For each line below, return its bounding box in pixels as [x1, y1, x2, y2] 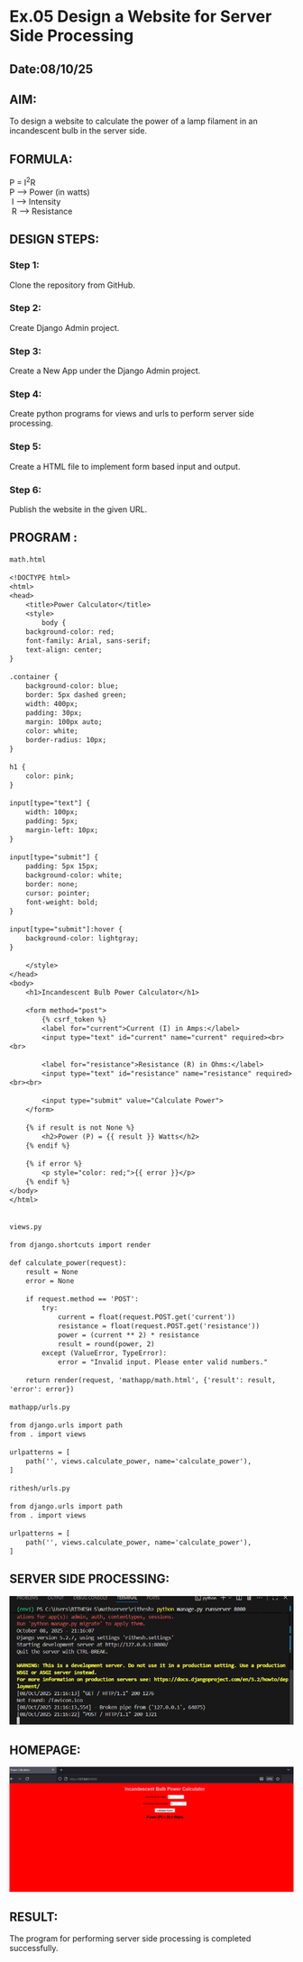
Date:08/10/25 [9, 61, 94, 77]
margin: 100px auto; [25, 717, 103, 727]
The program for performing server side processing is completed [9, 1933, 252, 1944]
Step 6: [9, 483, 42, 496]
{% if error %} [25, 1159, 83, 1169]
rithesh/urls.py [9, 1483, 70, 1493]
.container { [9, 672, 59, 682]
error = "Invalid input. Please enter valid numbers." [57, 1357, 269, 1367]
